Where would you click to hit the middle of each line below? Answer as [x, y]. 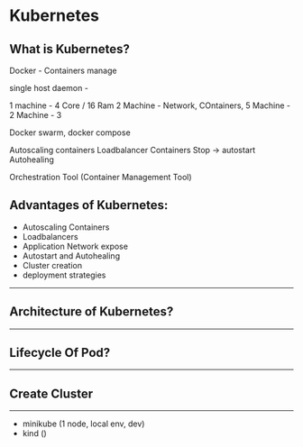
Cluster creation [52, 265]
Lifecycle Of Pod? [60, 353]
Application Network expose [75, 246]
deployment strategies [64, 275]
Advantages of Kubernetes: [89, 205]
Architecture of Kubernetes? [92, 312]
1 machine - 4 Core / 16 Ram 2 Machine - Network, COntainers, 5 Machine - [150, 105]
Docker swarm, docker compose [70, 132]
